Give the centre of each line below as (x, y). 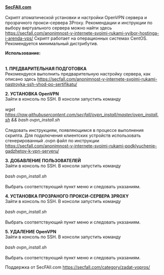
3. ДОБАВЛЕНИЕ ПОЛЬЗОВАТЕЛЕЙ (43, 161)
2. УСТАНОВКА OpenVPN (32, 94)
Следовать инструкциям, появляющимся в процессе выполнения (74, 130)
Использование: (23, 53)
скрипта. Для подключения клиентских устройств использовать (73, 135)
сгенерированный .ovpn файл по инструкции (52, 141)
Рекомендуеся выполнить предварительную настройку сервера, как (78, 74)
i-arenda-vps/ (19, 38)
